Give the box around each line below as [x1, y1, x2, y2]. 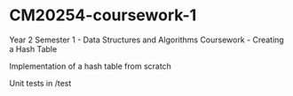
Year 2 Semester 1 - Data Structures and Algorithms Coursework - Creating [9, 34, 284, 45]
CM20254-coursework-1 [9, 5, 197, 26]
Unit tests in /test [9, 78, 72, 88]
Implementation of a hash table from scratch [9, 61, 171, 71]
